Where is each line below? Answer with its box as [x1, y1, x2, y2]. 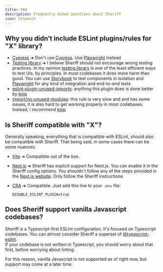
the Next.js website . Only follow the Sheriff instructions [12, 174, 123, 179]
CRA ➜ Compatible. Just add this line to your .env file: [12, 183, 121, 188]
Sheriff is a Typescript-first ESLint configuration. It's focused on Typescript [5, 226, 156, 232]
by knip [12, 91, 27, 97]
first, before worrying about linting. [5, 247, 75, 253]
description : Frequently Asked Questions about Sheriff [5, 12, 121, 17]
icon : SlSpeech [5, 16, 36, 21]
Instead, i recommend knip [12, 107, 66, 113]
